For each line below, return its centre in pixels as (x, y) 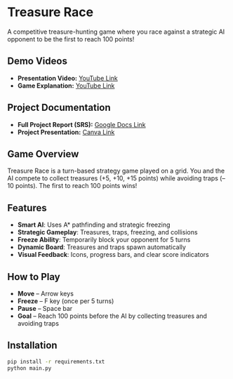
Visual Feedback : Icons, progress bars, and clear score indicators (113, 255)
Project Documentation (59, 108)
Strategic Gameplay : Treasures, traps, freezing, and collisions (107, 232)
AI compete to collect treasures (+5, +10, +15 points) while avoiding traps (113, 178)
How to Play (34, 277)
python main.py (29, 368)
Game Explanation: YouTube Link (66, 86)
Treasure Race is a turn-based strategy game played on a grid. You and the (116, 171)
